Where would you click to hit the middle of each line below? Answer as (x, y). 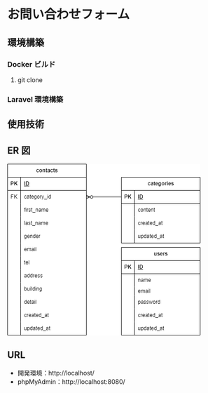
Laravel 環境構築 (35, 99)
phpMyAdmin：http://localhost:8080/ (71, 381)
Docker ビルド (32, 64)
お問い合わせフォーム (69, 14)
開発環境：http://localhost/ (56, 373)
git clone (30, 80)
